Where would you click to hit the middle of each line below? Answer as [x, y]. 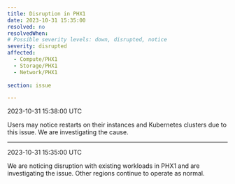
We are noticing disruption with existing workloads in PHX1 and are [104, 166]
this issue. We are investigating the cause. [68, 132]
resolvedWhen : [28, 33]
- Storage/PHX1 [36, 66]
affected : [22, 53]
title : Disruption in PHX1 [47, 14]
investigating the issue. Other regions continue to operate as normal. [106, 174]
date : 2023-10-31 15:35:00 [47, 20]
